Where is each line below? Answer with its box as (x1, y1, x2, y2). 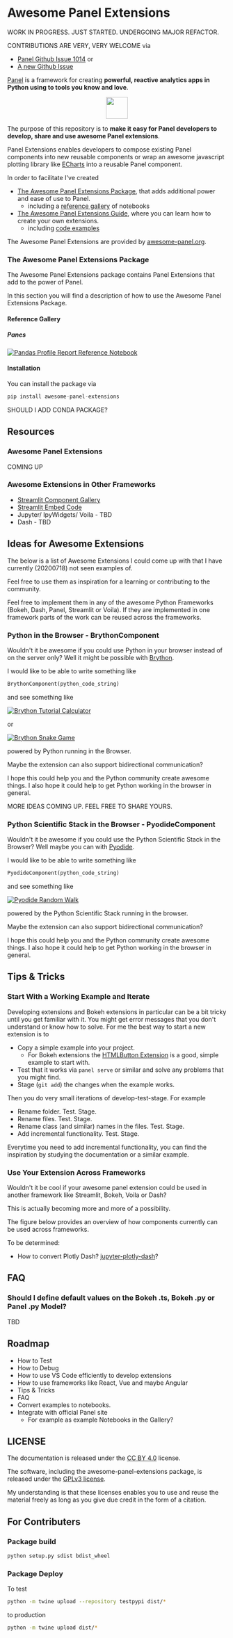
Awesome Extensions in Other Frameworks (7, 480, 156, 490)
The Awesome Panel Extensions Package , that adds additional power (17, 186, 216, 195)
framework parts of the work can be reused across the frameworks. (7, 613, 202, 621)
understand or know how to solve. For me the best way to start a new (7, 1022, 207, 1031)
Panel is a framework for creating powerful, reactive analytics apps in (7, 75, 210, 84)
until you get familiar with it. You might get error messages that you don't (7, 1015, 216, 1023)
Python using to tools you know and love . (7, 83, 129, 91)
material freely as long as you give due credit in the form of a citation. (7, 1495, 207, 1504)
